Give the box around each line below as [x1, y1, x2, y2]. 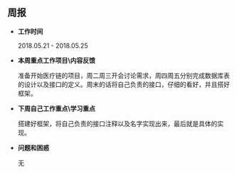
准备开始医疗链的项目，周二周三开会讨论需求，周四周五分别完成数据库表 [17, 71, 230, 80]
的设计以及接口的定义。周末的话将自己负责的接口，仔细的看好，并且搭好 [17, 80, 230, 88]
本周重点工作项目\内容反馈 [17, 56, 96, 64]
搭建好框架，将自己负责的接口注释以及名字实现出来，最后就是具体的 [17, 119, 218, 128]
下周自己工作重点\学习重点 [17, 104, 96, 113]
